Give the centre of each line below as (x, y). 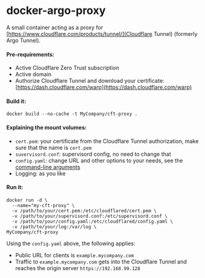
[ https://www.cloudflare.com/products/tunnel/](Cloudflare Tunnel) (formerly (102, 33)
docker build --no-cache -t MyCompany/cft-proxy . (72, 114)
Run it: (15, 187)
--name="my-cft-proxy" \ (43, 205)
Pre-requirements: (31, 54)
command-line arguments (48, 167)
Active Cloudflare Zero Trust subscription (67, 68)
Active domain (33, 74)
